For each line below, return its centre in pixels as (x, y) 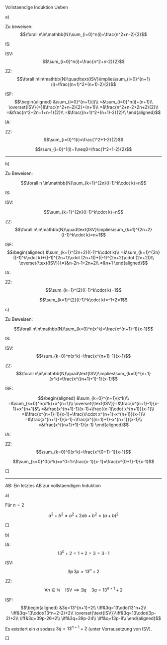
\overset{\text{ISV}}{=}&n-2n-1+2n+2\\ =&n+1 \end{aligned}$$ (83, 263)
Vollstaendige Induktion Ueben (37, 7)
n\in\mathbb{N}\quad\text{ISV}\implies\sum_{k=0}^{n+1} (93, 373)
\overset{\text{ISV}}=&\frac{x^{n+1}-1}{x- (117, 403)
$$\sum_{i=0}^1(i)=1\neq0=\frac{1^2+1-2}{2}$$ (83, 149)
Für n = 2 (15, 505)
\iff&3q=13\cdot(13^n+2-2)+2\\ (42, 613)
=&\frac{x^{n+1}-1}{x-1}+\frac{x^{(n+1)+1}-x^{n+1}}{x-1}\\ (83, 419)
